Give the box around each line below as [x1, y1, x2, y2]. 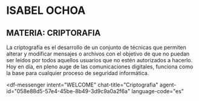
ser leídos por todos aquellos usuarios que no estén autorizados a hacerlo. [6, 57, 192, 64]
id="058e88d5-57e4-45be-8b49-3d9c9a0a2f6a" [6, 88, 131, 94]
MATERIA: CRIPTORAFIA [6, 28, 101, 38]
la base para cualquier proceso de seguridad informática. [6, 70, 149, 76]
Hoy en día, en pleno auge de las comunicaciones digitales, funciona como [6, 63, 194, 70]
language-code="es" [131, 88, 184, 94]
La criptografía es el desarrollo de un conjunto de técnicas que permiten [6, 44, 186, 51]
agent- [159, 81, 177, 88]
